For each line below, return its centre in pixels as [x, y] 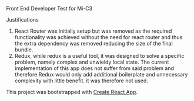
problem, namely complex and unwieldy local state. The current [92, 62]
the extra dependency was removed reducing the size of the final [94, 43]
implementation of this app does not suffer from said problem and [94, 68]
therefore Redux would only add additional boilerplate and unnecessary [101, 74]
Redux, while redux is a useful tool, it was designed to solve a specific [99, 56]
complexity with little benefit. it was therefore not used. [81, 81]
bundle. [24, 50]
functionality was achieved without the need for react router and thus [98, 37]
